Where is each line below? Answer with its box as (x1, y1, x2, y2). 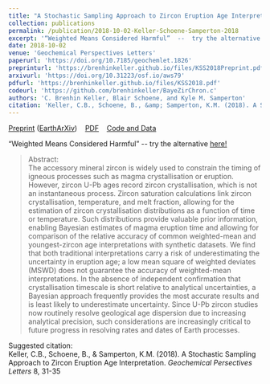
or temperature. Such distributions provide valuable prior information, (27, 214, 259, 224)
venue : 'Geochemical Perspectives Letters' (8, 49, 157, 57)
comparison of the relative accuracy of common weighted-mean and (27, 231, 256, 241)
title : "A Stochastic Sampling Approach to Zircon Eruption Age (8, 11, 228, 20)
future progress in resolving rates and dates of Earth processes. (27, 325, 240, 335)
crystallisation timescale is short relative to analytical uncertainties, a (27, 283, 256, 292)
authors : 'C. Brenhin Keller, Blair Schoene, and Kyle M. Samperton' (8, 94, 247, 102)
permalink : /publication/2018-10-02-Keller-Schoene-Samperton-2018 (8, 27, 239, 35)
